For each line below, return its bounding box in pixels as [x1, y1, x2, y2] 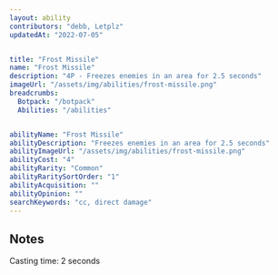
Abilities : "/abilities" [17, 106, 112, 115]
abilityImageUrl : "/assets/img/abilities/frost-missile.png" [9, 147, 246, 156]
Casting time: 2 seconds [9, 256, 101, 267]
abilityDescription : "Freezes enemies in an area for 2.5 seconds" [9, 138, 271, 148]
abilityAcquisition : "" [9, 180, 100, 189]
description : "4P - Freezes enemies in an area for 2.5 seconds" [9, 72, 262, 81]
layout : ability [9, 13, 71, 23]
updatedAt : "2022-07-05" [9, 30, 104, 39]
